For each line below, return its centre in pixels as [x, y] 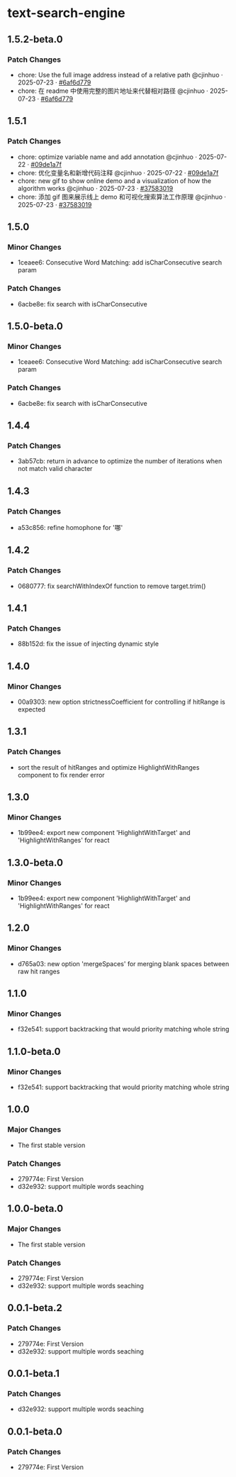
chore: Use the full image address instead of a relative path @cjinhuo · [120, 74]
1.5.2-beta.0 [35, 39]
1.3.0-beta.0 [35, 862]
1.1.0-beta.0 [34, 1051]
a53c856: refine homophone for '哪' [70, 527]
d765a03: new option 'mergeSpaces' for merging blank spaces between [123, 963]
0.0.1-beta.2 [35, 1308]
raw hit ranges [39, 971]
